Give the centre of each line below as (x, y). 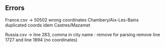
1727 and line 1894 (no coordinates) (41, 40)
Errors (15, 8)
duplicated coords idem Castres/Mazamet (48, 25)
